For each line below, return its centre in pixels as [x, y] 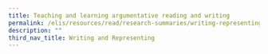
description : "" [35, 30]
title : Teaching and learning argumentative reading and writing [119, 15]
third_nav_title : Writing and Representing [82, 38]
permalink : [26, 23]
